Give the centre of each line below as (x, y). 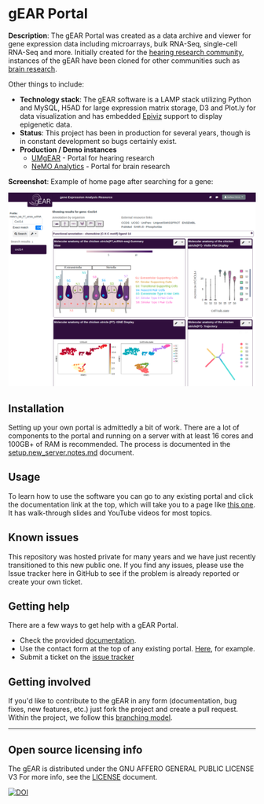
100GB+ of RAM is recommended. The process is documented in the (119, 444)
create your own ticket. (46, 581)
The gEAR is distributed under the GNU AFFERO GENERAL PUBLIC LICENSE (131, 769)
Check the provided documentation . (78, 640)
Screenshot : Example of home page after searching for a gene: (111, 181)
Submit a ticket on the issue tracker (77, 657)
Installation (36, 409)
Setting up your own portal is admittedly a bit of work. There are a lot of (124, 427)
